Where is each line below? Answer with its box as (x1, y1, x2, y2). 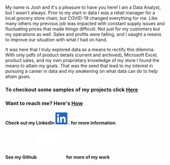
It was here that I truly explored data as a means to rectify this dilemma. (5, 47, 155, 52)
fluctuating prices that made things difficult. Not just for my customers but (5, 26, 160, 32)
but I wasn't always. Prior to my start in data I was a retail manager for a (5, 10, 155, 16)
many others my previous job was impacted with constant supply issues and (5, 20, 165, 26)
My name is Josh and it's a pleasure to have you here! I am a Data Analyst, (5, 5, 161, 10)
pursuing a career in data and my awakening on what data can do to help (5, 68, 158, 74)
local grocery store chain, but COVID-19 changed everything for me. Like (5, 15, 158, 21)
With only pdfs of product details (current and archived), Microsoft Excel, (5, 52, 158, 58)
